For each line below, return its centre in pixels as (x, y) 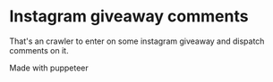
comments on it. (39, 50)
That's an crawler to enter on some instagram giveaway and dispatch (137, 41)
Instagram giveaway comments (129, 16)
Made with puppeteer (49, 68)
